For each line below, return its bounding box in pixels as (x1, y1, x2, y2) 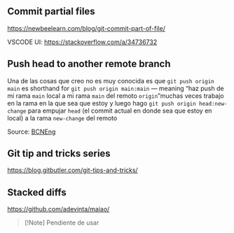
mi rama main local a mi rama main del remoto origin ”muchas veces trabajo (7, 91, 224, 100)
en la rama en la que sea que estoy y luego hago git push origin (7, 99, 196, 107)
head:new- (198, 100, 228, 107)
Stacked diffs (7, 186, 67, 198)
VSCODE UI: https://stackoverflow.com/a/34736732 (7, 38, 158, 46)
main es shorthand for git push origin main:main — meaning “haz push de (7, 84, 224, 92)
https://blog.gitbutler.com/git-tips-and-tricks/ (7, 166, 138, 174)
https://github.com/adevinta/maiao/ (7, 205, 110, 213)
